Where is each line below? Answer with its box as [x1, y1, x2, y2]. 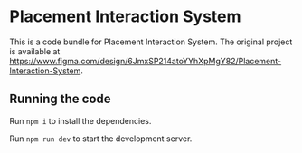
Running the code [9, 91, 111, 107]
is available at [9, 45, 61, 56]
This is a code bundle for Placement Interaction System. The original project [9, 36, 293, 47]
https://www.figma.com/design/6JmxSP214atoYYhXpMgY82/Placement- [9, 55, 282, 66]
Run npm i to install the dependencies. [9, 115, 152, 126]
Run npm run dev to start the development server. [9, 133, 193, 144]
